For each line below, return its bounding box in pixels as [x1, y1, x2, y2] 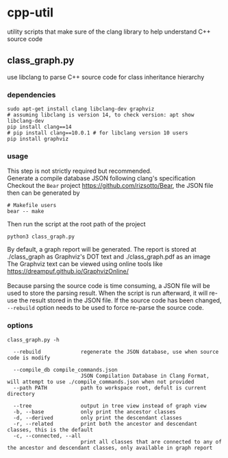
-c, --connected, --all [13, 432, 81, 439]
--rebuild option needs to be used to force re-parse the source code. [7, 304, 204, 312]
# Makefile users [7, 202, 57, 209]
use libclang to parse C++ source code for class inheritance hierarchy [7, 73, 205, 81]
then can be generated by [7, 189, 80, 197]
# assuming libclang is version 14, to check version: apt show [7, 112, 194, 119]
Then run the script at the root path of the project [7, 220, 146, 228]
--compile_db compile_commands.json [13, 366, 118, 373]
